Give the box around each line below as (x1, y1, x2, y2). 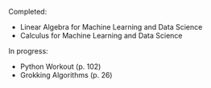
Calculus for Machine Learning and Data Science (19, 31, 183, 40)
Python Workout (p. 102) (19, 62, 101, 71)
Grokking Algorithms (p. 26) (19, 70, 113, 79)
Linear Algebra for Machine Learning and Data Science (19, 22, 203, 31)
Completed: (8, 7, 48, 16)
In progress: (8, 46, 48, 55)
